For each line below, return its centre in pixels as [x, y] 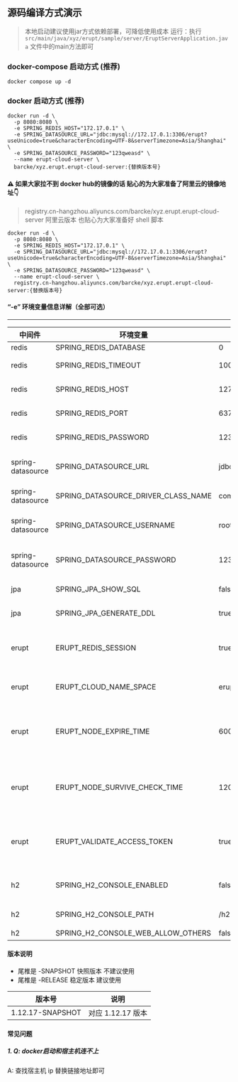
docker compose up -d [39, 82]
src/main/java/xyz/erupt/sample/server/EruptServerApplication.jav [126, 38]
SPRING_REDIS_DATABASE [101, 347]
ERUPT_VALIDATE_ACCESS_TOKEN [114, 841]
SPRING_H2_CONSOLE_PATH [105, 914]
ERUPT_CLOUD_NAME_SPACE [106, 687]
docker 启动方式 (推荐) [46, 101]
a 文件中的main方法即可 [59, 46]
